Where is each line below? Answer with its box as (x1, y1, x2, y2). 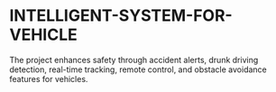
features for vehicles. (9, 73, 88, 84)
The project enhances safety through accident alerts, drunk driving (9, 54, 259, 65)
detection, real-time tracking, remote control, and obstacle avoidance (9, 64, 268, 75)
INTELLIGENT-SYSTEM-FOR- (9, 5, 233, 26)
